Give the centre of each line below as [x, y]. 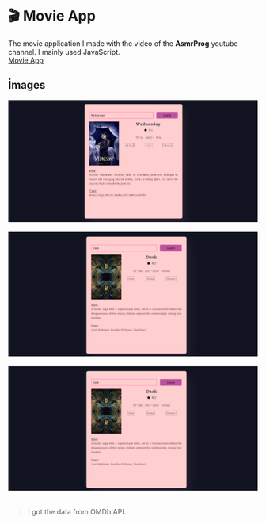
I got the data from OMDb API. [77, 511]
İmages [27, 85]
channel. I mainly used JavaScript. [64, 52]
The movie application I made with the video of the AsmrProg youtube [123, 43]
